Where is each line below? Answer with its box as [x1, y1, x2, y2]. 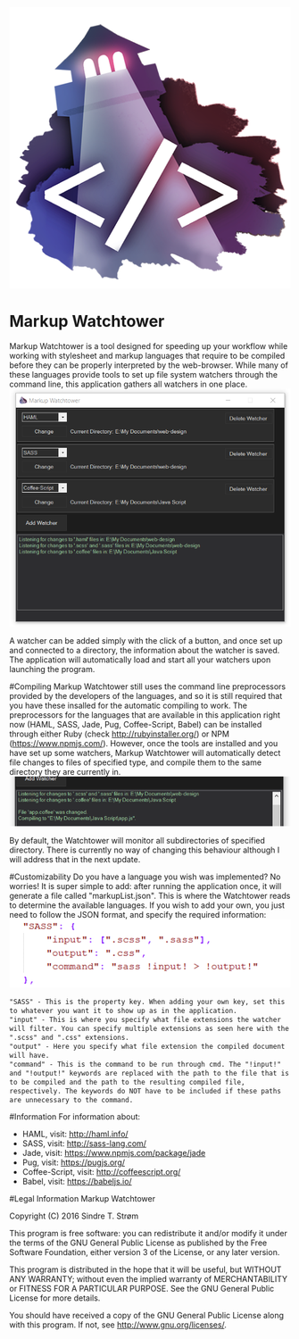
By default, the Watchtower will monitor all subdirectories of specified [9, 835, 266, 845]
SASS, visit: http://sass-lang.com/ [21, 1137, 147, 1149]
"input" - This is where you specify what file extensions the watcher [9, 1015, 281, 1024]
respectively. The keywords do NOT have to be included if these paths [9, 1086, 281, 1095]
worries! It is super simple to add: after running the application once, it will [9, 880, 282, 891]
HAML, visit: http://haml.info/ [21, 1128, 129, 1139]
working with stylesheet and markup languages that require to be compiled [9, 350, 286, 361]
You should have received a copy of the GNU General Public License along [9, 1310, 284, 1320]
